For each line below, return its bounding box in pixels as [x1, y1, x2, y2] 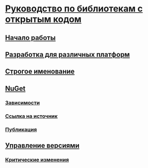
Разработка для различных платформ [5, 50, 130, 59]
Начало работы [5, 33, 56, 42]
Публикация [5, 126, 37, 133]
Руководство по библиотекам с [5, 3, 143, 14]
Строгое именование [5, 67, 75, 76]
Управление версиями [5, 141, 79, 150]
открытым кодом [5, 13, 82, 25]
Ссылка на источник [5, 113, 58, 120]
